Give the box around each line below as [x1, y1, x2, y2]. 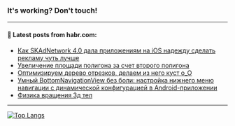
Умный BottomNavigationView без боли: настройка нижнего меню [17, 76, 215, 84]
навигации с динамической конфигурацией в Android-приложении [17, 83, 218, 92]
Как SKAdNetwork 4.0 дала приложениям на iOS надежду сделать [17, 46, 215, 55]
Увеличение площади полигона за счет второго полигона [17, 61, 190, 69]
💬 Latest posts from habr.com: [7, 30, 97, 38]
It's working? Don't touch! [7, 6, 98, 15]
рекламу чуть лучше [17, 53, 80, 62]
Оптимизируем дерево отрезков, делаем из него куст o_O [17, 69, 192, 77]
